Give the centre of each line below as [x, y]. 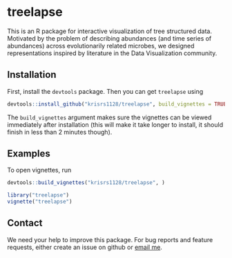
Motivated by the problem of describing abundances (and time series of [109, 38]
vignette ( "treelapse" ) [40, 202]
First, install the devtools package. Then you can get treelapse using [105, 91]
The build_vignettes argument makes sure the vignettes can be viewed [109, 117]
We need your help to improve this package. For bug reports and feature [110, 239]
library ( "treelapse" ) [38, 195]
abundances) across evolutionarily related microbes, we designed [101, 46]
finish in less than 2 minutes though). [60, 132]
